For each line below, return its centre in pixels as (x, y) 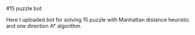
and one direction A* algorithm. (44, 26)
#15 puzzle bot (24, 8)
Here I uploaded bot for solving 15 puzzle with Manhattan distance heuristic (98, 20)
